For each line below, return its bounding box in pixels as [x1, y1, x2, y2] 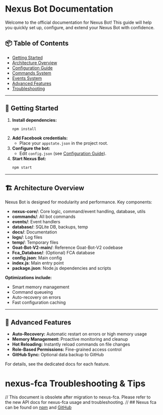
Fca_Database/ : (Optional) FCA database [12, 250, 95, 256]
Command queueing [12, 289, 53, 295]
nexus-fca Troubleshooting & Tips [5, 378, 146, 389]
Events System [12, 75, 42, 81]
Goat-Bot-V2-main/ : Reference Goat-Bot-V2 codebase [12, 245, 123, 250]
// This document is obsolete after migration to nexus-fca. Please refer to [5, 394, 151, 400]
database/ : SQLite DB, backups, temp [12, 224, 88, 230]
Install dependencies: [12, 117, 57, 123]
